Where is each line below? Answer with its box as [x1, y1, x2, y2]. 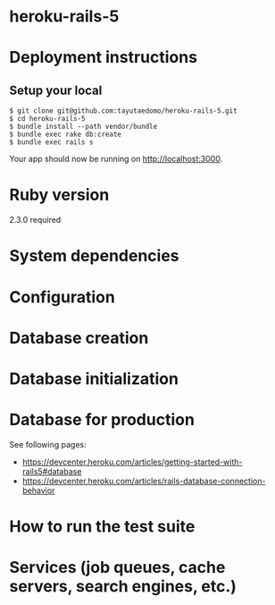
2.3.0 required [9, 215, 62, 226]
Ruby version [9, 185, 110, 205]
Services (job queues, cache [9, 558, 226, 578]
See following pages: [9, 439, 87, 449]
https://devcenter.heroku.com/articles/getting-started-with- [21, 456, 243, 467]
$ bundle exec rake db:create [9, 130, 122, 140]
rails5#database [21, 465, 82, 476]
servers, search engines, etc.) [9, 576, 237, 597]
